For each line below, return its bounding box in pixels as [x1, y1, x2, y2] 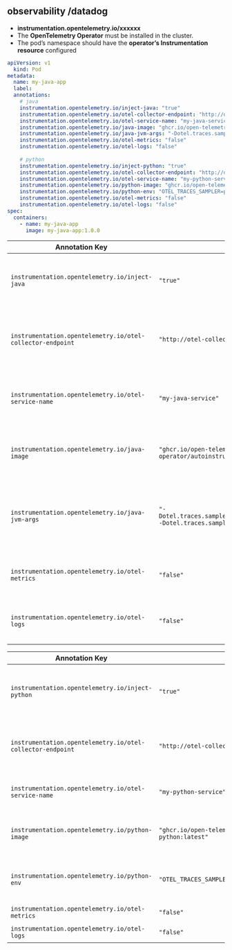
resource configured [17, 46, 77, 54]
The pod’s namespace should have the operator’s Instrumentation [17, 38, 209, 47]
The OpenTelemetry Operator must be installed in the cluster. [17, 31, 194, 39]
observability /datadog [7, 6, 108, 17]
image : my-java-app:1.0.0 [25, 227, 100, 234]
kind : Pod [13, 66, 41, 73]
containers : [13, 214, 48, 221]
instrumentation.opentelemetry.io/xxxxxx [17, 24, 141, 32]
